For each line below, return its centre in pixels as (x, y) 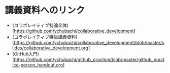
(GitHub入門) (25, 54)
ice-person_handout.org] (38, 65)
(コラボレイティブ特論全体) (40, 25)
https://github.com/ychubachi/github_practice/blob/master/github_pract (89, 59)
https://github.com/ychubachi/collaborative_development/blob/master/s (89, 42)
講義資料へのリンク (45, 10)
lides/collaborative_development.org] (51, 48)
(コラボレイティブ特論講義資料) (45, 37)
